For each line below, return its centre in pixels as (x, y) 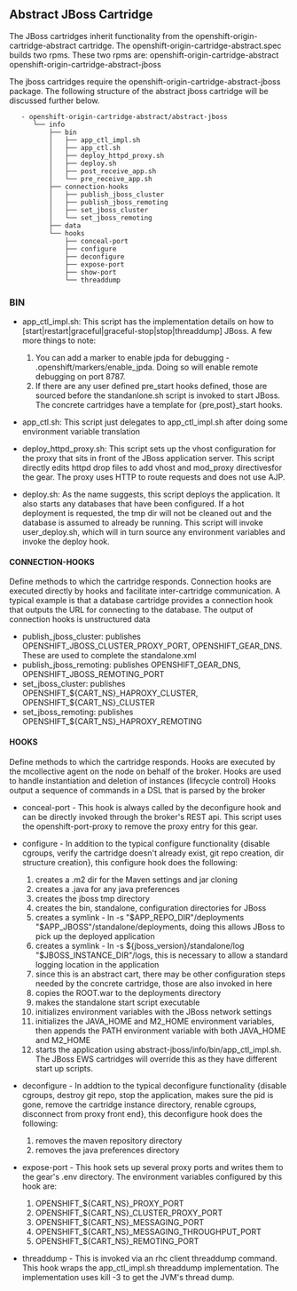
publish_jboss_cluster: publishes (82, 637)
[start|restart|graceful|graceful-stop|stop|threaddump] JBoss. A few (147, 331)
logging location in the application (97, 964)
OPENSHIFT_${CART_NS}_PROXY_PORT (109, 1203)
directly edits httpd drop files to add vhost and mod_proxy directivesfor (152, 468)
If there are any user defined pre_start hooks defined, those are (151, 387)
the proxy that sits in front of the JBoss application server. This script (148, 458)
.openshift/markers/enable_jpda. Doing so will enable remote (147, 367)
